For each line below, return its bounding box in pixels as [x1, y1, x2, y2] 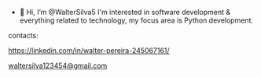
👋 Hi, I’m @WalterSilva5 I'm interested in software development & [19, 8, 230, 16]
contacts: [8, 31, 39, 40]
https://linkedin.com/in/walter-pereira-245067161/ [8, 46, 171, 55]
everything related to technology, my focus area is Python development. [19, 16, 254, 25]
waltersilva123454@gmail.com [8, 61, 108, 70]
